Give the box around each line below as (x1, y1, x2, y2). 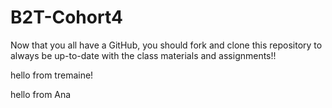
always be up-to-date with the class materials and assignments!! (10, 49, 277, 61)
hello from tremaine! (10, 69, 94, 81)
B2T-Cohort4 (10, 6, 123, 29)
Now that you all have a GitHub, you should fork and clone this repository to (10, 39, 323, 51)
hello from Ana (10, 88, 72, 100)
